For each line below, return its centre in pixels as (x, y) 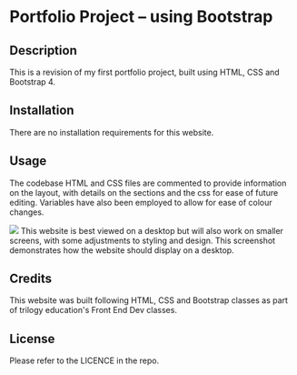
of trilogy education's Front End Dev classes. (93, 310)
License (32, 339)
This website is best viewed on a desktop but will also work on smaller (152, 230)
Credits (31, 279)
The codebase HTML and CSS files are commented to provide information (148, 183)
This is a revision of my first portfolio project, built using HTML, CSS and (144, 72)
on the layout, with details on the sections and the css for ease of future (144, 192)
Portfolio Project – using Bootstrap (141, 17)
